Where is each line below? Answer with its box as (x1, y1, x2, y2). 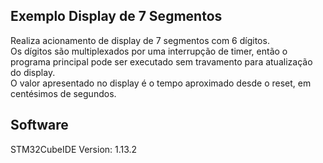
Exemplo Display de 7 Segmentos (10, 8, 223, 25)
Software (10, 117, 69, 134)
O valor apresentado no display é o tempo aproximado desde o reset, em (10, 77, 312, 89)
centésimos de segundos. (10, 87, 117, 99)
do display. (10, 66, 56, 78)
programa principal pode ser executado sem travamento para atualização (10, 55, 313, 68)
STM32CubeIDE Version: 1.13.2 (10, 143, 138, 155)
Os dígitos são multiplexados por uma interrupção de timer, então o (10, 45, 288, 57)
